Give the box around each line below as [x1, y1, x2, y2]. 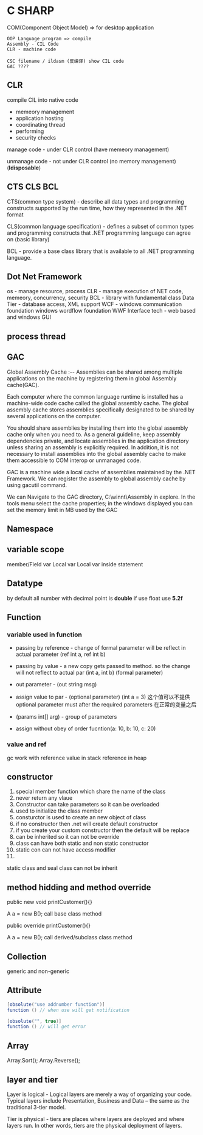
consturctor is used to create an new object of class [15, 814, 146, 821]
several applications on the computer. [7, 412, 101, 419]
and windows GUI [7, 313, 51, 321]
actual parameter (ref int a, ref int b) [15, 650, 106, 658]
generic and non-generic [7, 967, 69, 975]
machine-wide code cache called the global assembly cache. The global [7, 399, 189, 407]
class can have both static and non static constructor [15, 839, 149, 847]
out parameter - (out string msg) [15, 681, 97, 688]
